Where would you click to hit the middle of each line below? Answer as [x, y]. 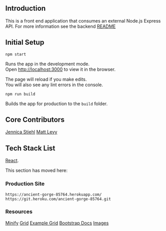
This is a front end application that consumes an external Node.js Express [83, 21]
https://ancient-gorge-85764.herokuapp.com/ [54, 195]
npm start [16, 54]
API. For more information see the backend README [61, 26]
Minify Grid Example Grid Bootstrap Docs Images [57, 223]
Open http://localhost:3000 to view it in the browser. [60, 69]
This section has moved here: [36, 170]
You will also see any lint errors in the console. [54, 85]
